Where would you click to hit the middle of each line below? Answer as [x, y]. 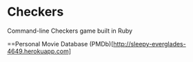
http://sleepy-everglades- [150, 44]
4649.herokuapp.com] [39, 51]
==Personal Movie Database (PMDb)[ [60, 44]
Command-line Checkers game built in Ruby [70, 31]
